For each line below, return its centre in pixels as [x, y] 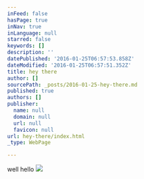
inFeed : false [28, 14]
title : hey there [32, 71]
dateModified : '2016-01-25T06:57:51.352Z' [69, 65]
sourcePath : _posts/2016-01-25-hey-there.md [72, 85]
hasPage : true [28, 20]
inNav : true [24, 26]
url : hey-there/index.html [46, 136]
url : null [27, 123]
